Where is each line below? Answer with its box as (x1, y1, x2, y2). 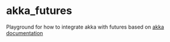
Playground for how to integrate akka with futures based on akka (6, 23, 164, 30)
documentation (6, 29, 43, 36)
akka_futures (6, 4, 72, 17)
